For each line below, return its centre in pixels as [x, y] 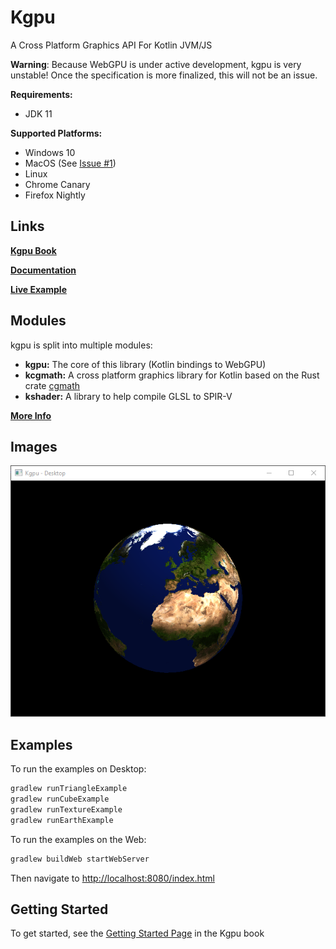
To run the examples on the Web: [78, 839]
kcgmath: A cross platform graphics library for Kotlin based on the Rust [172, 375]
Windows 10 [50, 152]
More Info [31, 415]
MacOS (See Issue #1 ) [70, 163]
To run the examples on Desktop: [78, 769]
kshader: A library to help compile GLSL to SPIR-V [128, 396]
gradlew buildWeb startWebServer [80, 859]
